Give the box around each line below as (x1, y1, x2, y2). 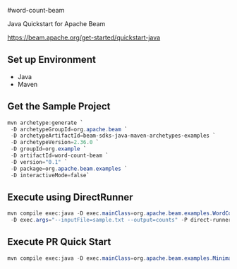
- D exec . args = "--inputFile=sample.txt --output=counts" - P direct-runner (10, 217, 232, 224)
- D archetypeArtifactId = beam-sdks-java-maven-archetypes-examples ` (10, 132, 217, 140)
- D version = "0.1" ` (10, 158, 68, 165)
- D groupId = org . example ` (10, 145, 87, 153)
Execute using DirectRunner (7, 191, 133, 203)
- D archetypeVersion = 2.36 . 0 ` (10, 139, 99, 146)
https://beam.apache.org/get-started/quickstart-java (7, 33, 161, 42)
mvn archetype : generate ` (7, 119, 83, 126)
